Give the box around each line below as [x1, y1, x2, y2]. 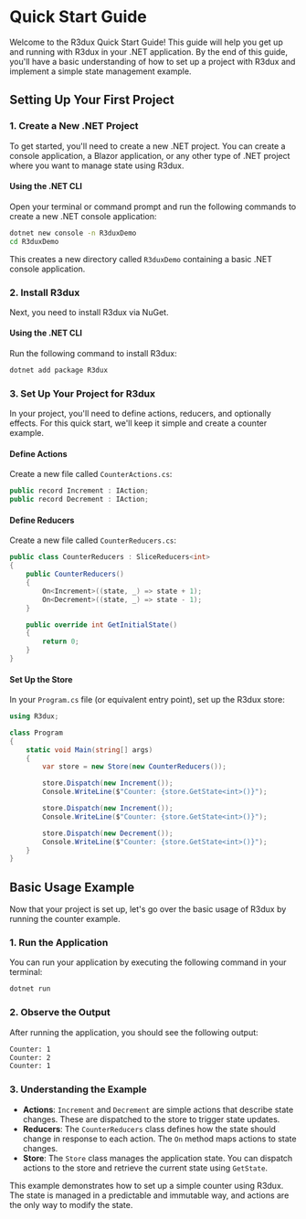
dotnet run [9, 984, 51, 993]
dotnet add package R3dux [9, 366, 108, 376]
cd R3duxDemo [9, 237, 59, 246]
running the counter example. [9, 914, 121, 925]
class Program [9, 728, 64, 737]
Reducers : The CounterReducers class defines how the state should [22, 1123, 277, 1134]
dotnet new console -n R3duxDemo [9, 228, 137, 238]
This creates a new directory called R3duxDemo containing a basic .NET [9, 253, 272, 264]
